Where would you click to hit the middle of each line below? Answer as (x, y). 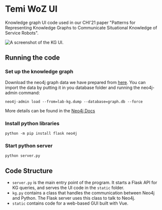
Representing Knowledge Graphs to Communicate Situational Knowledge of (81, 27)
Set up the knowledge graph (39, 72)
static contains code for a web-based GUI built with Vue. (70, 203)
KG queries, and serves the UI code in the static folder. (68, 188)
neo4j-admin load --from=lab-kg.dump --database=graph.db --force (74, 102)
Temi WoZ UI (31, 9)
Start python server (29, 146)
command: (29, 93)
